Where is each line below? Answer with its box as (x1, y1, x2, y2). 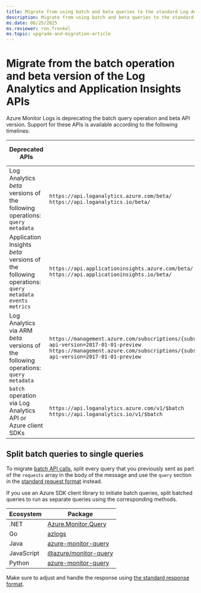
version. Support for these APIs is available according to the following (6, 121, 178, 129)
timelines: (6, 127, 31, 135)
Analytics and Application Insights (6, 82, 181, 96)
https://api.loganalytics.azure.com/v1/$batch (49, 405, 184, 412)
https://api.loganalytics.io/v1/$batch (49, 411, 163, 418)
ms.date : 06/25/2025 (6, 20, 58, 26)
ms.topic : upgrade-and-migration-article (6, 31, 111, 37)
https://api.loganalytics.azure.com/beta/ (49, 192, 172, 200)
